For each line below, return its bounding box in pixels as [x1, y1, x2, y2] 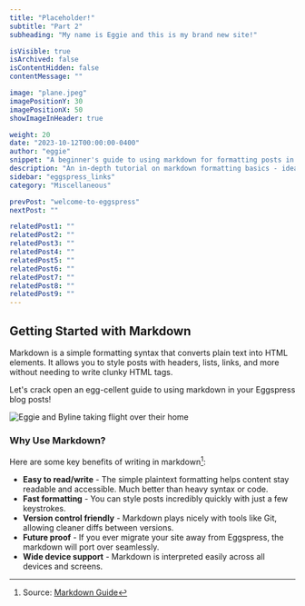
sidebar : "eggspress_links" [9, 172, 116, 182]
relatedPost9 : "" [9, 290, 75, 299]
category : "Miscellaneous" [9, 181, 112, 190]
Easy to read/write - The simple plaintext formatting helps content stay [22, 473, 290, 484]
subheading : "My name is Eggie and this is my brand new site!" [9, 30, 258, 39]
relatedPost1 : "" [9, 222, 75, 232]
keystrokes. [22, 502, 66, 513]
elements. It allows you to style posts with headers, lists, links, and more [9, 356, 280, 368]
